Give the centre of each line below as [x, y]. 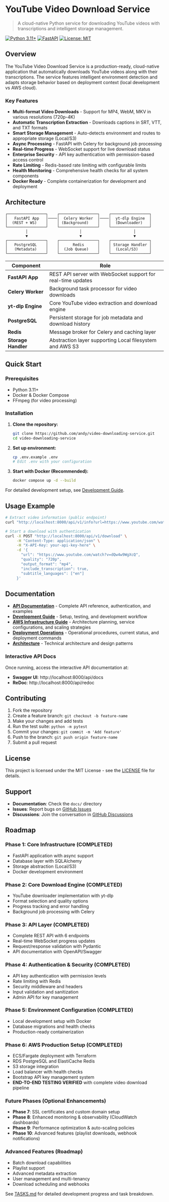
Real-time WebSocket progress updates [54, 941]
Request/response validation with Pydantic [57, 946]
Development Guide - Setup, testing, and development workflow [80, 617]
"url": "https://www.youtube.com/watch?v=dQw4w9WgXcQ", [81, 555]
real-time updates [71, 280]
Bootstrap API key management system [53, 1077]
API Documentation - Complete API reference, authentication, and [81, 606]
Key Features [22, 101]
